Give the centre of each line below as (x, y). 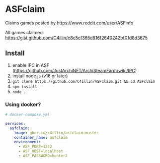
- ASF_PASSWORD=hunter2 (43, 156)
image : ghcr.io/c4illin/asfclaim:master (56, 133)
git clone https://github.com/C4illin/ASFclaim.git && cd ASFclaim (83, 81)
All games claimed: (25, 32)
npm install (25, 87)
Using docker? (23, 104)
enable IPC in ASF (31, 65)
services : (15, 123)
